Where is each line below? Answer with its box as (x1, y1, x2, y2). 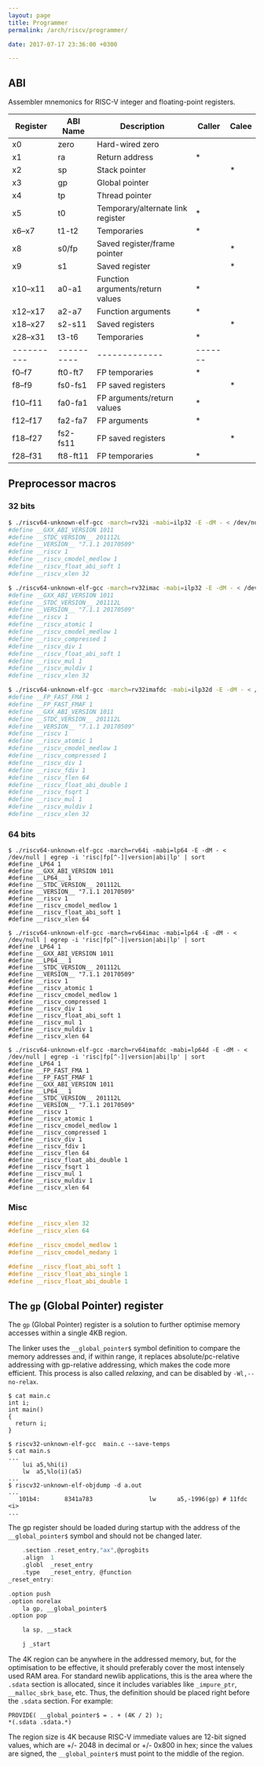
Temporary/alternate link (97, 203, 188, 214)
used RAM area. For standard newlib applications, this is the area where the (8, 1672, 253, 1681)
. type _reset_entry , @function (22, 1569, 132, 1577)
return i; (15, 1420, 47, 1428)
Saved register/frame (97, 238, 175, 249)
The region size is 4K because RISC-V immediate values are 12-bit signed (8, 1732, 247, 1742)
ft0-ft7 (57, 367, 84, 378)
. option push (8, 1590, 51, 1598)
